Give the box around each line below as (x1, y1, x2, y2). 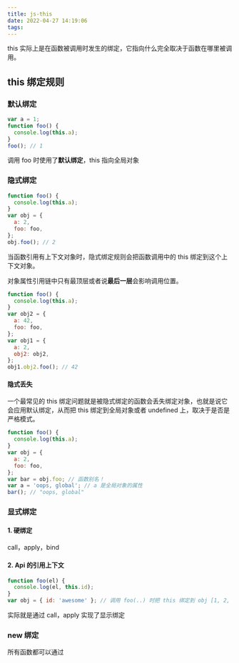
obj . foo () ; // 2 (7, 238, 56, 246)
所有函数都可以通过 (7, 648, 64, 657)
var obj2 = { (7, 311, 46, 318)
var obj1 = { (7, 336, 46, 344)
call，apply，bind (7, 543, 59, 552)
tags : (7, 24, 24, 31)
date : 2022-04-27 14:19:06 (7, 17, 88, 24)
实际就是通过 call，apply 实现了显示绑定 (7, 611, 125, 620)
